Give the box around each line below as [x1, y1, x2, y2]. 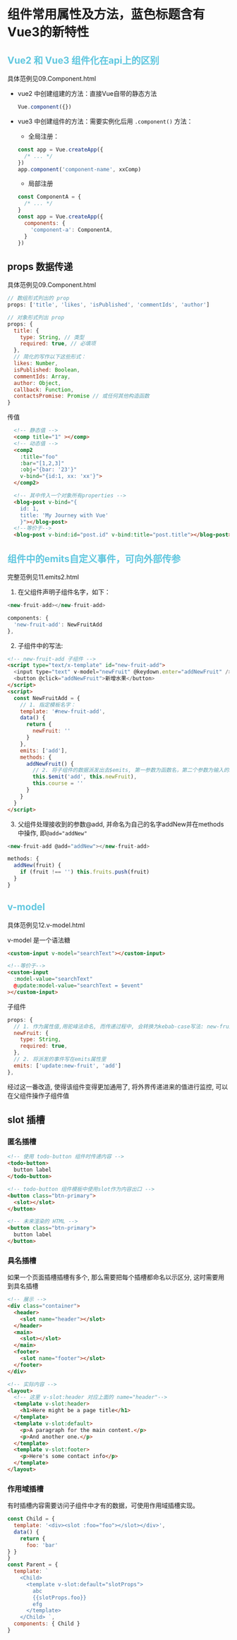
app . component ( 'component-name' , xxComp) [17, 166, 142, 173]
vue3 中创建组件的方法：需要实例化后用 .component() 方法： [17, 117, 193, 126]
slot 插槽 [7, 1114, 45, 1126]
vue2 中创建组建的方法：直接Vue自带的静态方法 [17, 90, 157, 97]
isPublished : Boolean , [13, 366, 80, 374]
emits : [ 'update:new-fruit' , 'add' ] [13, 1062, 121, 1069]
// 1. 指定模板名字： [20, 701, 76, 709]
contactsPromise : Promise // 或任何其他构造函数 [13, 393, 150, 400]
